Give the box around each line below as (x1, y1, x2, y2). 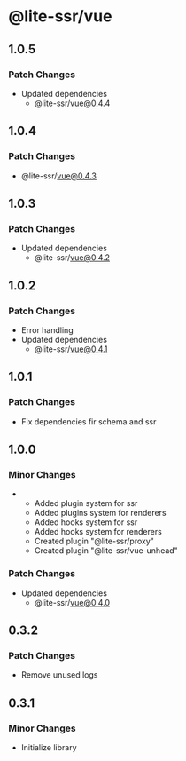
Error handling (20, 324, 74, 335)
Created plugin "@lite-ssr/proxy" (34, 535, 154, 547)
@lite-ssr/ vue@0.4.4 (34, 98, 111, 108)
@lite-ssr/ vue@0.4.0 (34, 597, 110, 607)
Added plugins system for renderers (34, 508, 167, 519)
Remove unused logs (20, 670, 98, 680)
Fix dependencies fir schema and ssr (20, 416, 157, 427)
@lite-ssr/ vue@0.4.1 (34, 344, 108, 354)
